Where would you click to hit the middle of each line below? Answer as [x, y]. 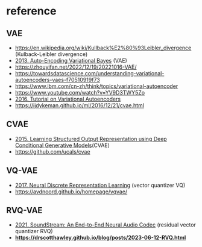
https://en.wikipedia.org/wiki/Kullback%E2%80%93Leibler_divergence [103, 48]
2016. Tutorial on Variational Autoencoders [68, 99]
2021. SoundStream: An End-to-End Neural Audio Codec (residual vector [105, 225]
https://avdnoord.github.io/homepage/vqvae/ [71, 192]
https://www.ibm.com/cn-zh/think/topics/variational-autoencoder [96, 86]
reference [31, 11]
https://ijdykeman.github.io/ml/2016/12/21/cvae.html [80, 105]
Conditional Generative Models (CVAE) [62, 145]
